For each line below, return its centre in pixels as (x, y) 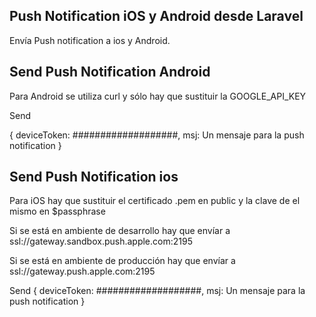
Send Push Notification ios (94, 177)
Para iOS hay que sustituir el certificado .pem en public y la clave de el (155, 201)
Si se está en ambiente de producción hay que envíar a (122, 261)
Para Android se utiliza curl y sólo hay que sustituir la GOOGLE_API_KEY (158, 96)
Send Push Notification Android (110, 72)
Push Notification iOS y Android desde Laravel (156, 16)
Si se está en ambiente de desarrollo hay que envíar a (120, 231)
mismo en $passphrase (57, 211)
